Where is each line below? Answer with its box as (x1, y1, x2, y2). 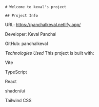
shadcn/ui (5, 88, 25, 94)
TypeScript (5, 69, 27, 75)
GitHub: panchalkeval (5, 41, 48, 46)
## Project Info (5, 13, 38, 18)
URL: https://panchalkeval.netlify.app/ (5, 22, 81, 27)
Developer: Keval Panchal (5, 31, 57, 37)
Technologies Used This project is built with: (5, 50, 94, 56)
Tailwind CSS (5, 98, 32, 103)
